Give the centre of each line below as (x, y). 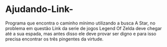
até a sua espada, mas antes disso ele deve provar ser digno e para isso (81, 33)
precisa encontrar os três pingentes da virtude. (55, 39)
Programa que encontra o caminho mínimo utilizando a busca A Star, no (80, 23)
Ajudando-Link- (39, 9)
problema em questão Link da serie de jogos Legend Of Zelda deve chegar (84, 28)
